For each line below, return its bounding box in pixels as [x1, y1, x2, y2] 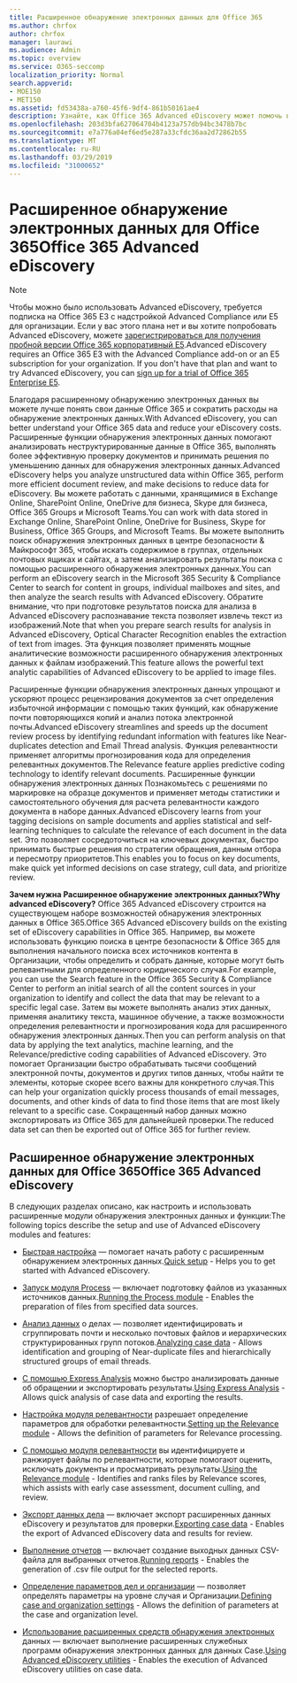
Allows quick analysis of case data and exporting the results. [21, 1392, 243, 1402]
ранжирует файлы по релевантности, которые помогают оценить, [21, 1455, 272, 1465]
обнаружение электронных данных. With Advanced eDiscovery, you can [9, 413, 278, 424]
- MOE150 [9, 87, 42, 96]
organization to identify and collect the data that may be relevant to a [9, 993, 261, 1003]
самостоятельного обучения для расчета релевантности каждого [9, 797, 260, 808]
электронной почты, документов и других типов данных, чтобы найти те [9, 1068, 285, 1079]
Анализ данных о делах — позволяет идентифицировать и [21, 1318, 243, 1329]
